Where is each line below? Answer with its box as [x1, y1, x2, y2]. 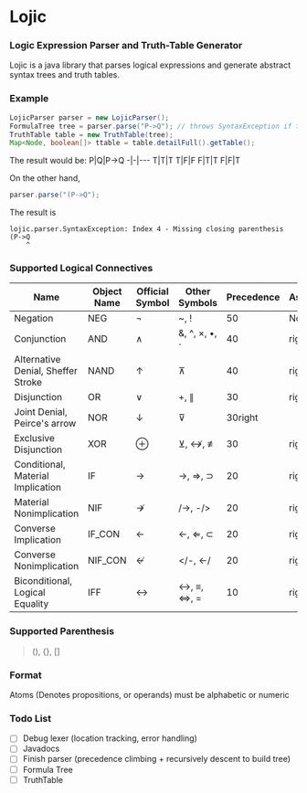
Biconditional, [14, 575, 73, 587]
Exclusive [14, 432, 55, 445]
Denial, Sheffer [14, 365, 78, 377]
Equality [14, 597, 49, 610]
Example [9, 92, 49, 105]
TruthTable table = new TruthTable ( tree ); [9, 130, 174, 139]
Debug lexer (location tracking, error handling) [22, 733, 198, 744]
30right [226, 411, 259, 424]
